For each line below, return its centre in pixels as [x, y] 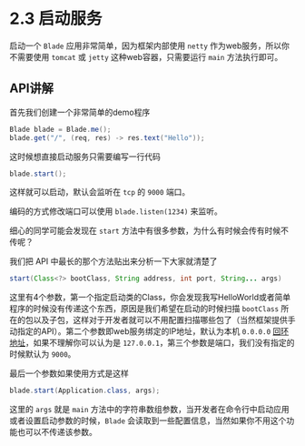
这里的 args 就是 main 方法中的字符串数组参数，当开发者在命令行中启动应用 [150, 410]
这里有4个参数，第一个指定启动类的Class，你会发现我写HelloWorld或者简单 [150, 298]
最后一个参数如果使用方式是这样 [69, 373]
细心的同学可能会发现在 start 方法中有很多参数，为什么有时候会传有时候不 [149, 231]
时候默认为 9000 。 [43, 354]
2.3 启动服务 [56, 19]
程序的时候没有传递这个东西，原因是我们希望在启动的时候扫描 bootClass [144, 309]
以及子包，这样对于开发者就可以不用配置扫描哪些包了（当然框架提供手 [164, 320]
